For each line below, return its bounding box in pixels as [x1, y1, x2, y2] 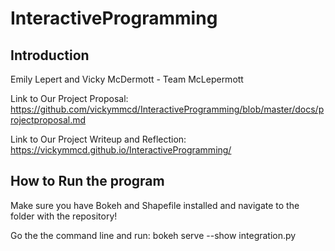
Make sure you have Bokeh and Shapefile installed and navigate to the [10, 199, 300, 211]
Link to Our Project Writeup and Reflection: [10, 133, 187, 145]
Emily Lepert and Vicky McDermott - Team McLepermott [10, 73, 244, 85]
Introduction [10, 47, 90, 64]
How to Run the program [10, 173, 165, 190]
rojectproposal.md [10, 114, 87, 126]
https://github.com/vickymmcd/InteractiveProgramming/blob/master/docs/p [10, 103, 325, 115]
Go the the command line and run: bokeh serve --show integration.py [10, 229, 297, 241]
